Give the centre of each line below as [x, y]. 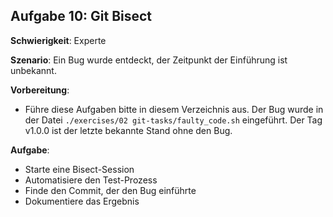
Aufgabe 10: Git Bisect [81, 16]
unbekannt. [33, 70]
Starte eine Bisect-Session [79, 169]
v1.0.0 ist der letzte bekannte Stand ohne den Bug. [128, 130]
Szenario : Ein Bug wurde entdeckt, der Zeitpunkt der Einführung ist [149, 60]
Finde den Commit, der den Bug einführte [110, 190]
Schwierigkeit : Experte [58, 40]
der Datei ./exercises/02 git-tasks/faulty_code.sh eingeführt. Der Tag [173, 120]
